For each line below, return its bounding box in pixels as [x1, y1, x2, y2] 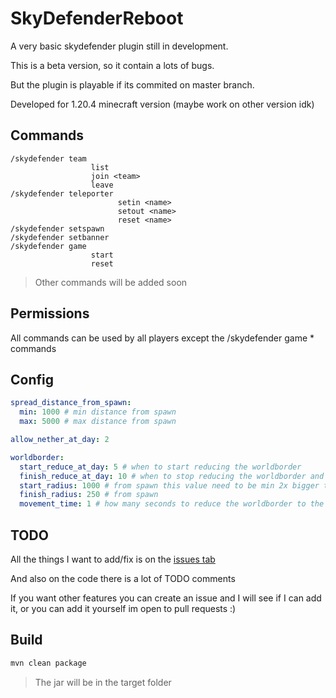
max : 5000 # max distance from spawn [19, 417, 177, 427]
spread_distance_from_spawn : [10, 398, 132, 408]
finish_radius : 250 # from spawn [19, 490, 159, 500]
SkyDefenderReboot [10, 7, 184, 30]
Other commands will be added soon [34, 276, 188, 288]
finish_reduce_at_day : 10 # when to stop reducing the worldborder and [19, 471, 325, 481]
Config [10, 371, 54, 388]
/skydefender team [10, 153, 87, 164]
